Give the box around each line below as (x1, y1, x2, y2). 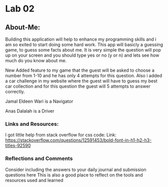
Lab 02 (5, 3, 35, 15)
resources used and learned (5, 177, 64, 183)
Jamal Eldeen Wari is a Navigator (5, 98, 74, 104)
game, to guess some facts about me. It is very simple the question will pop (5, 47, 161, 53)
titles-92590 (5, 142, 31, 148)
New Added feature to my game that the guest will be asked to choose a (5, 67, 154, 73)
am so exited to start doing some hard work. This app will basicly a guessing (5, 42, 163, 48)
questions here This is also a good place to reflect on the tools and (5, 171, 143, 178)
